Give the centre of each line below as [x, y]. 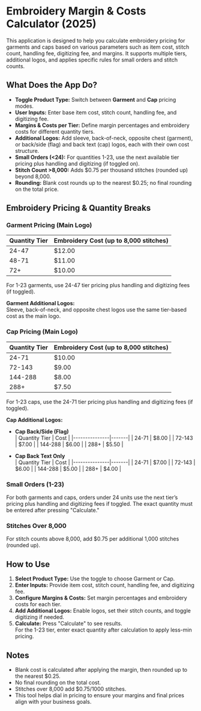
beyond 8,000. [33, 176]
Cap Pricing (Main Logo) [42, 332]
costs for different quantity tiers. [55, 131]
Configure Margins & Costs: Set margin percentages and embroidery [101, 598]
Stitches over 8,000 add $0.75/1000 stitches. [70, 689]
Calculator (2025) [52, 24]
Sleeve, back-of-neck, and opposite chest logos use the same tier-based [97, 310]
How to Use [28, 564]
